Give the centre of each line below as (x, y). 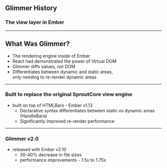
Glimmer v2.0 (22, 139)
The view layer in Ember (35, 22)
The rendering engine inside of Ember (51, 56)
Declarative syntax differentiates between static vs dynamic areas (87, 110)
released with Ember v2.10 (39, 150)
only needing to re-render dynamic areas (54, 77)
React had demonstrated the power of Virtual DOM (64, 61)
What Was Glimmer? (38, 44)
